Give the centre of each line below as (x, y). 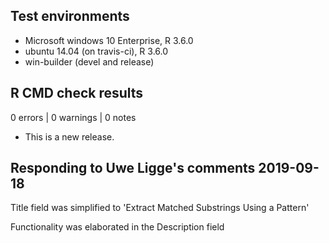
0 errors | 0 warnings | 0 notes (73, 117)
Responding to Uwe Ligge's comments (133, 168)
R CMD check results (77, 93)
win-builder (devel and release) (89, 61)
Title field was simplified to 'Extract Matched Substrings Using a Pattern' (160, 208)
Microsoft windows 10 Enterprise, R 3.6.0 (109, 40)
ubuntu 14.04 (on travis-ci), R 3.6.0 (96, 51)
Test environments (70, 16)
